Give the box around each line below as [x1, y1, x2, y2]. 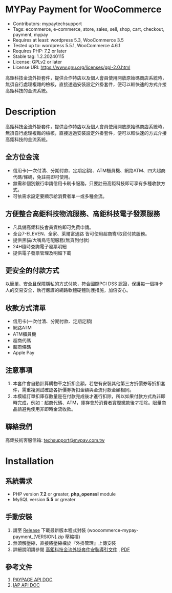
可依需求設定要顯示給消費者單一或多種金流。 [12, 193, 107, 199]
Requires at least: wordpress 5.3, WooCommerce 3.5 [12, 37, 124, 43]
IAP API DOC [12, 582, 40, 588]
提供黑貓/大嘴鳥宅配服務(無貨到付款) [12, 237, 90, 243]
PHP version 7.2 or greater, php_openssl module [12, 491, 116, 497]
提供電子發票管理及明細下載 [12, 250, 72, 256]
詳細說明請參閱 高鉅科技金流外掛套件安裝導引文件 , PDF [12, 546, 130, 552]
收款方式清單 [5, 304, 46, 312]
